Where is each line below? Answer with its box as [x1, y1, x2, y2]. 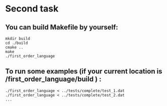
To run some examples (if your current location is [5, 67, 162, 75]
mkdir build [5, 36, 30, 41]
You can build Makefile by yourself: [5, 23, 118, 31]
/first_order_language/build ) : [5, 75, 102, 83]
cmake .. [5, 45, 24, 50]
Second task [5, 3, 59, 14]
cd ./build [5, 40, 28, 45]
